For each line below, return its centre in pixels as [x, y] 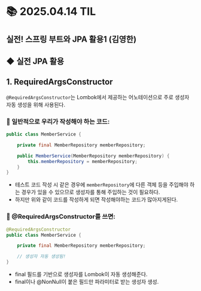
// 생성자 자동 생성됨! [42, 257]
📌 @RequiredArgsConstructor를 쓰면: [61, 217]
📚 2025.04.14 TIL [51, 12]
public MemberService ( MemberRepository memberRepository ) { [93, 156]
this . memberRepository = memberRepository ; [83, 161]
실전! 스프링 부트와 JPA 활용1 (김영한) [71, 39]
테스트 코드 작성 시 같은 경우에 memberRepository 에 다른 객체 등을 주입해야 [101, 185]
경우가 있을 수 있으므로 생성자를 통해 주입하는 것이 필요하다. [91, 192]
